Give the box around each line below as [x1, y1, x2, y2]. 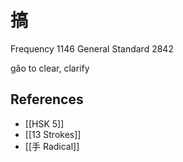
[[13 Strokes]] [24, 128, 82, 140]
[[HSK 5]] [24, 117, 65, 130]
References [10, 91, 84, 108]
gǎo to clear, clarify [10, 62, 90, 74]
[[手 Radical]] [24, 140, 80, 152]
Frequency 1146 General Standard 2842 [10, 42, 174, 55]
